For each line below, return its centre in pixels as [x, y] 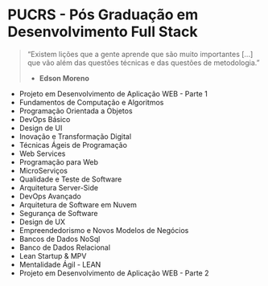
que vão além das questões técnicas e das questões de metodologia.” [143, 63]
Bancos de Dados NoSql [60, 239]
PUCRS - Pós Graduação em [103, 15]
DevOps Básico [45, 119]
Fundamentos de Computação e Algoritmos [91, 102]
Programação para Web [58, 161]
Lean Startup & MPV [53, 255]
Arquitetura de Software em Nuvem [78, 204]
